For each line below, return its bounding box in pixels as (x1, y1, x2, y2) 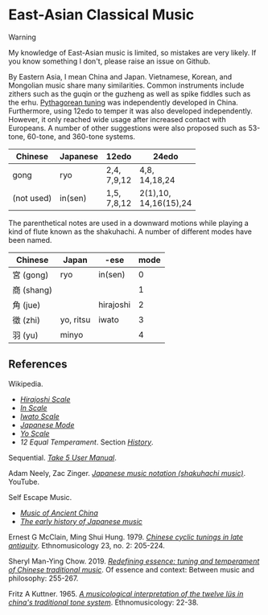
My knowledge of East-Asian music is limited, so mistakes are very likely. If (8, 47, 257, 57)
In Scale (19, 403, 47, 412)
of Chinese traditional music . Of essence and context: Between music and (8, 564, 255, 574)
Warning (8, 32, 36, 42)
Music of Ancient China (19, 508, 98, 518)
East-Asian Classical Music (8, 6, 195, 24)
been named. (8, 235, 52, 244)
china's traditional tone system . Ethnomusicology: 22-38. (8, 597, 199, 607)
